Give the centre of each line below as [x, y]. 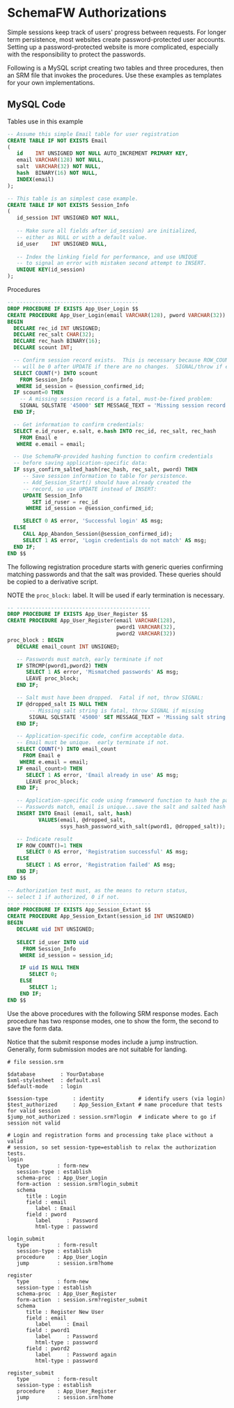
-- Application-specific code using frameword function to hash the [118, 800]
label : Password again [76, 1354]
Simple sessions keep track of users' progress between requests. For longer [117, 32]
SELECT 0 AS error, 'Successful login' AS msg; [93, 521]
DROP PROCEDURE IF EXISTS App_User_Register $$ [78, 614]
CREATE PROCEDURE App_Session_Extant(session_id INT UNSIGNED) [101, 916]
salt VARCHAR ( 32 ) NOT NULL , [58, 167]
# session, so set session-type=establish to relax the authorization [112, 1147]
